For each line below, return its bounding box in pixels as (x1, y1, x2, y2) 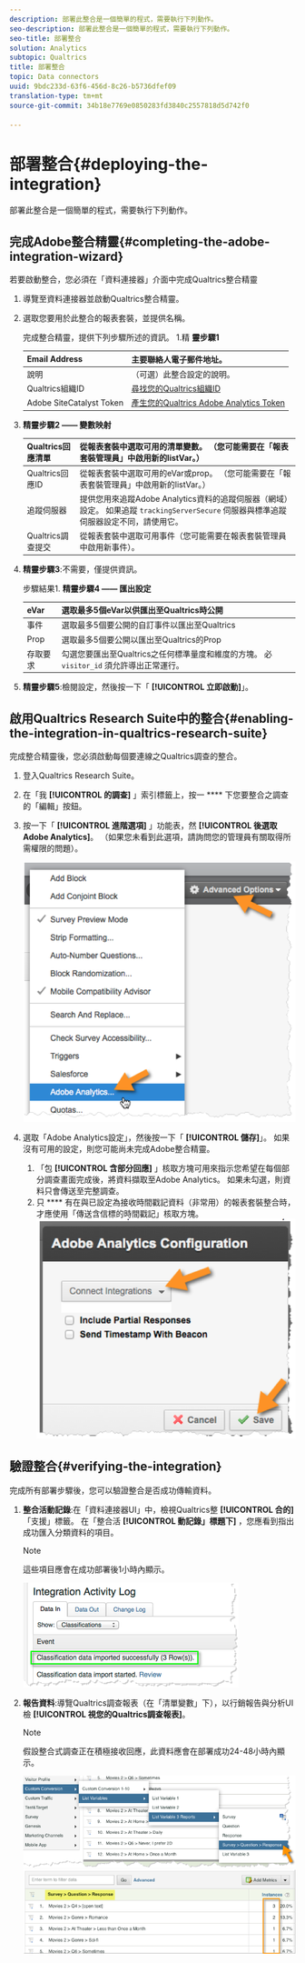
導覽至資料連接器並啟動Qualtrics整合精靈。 (22, 294, 184, 305)
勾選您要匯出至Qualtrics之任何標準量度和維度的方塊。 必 (61, 648, 272, 659)
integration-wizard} (9, 248, 124, 264)
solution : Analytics (9, 44, 88, 53)
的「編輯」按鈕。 (22, 801, 87, 812)
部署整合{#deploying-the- (9, 154, 209, 175)
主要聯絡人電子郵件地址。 (131, 354, 227, 365)
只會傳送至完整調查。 (44, 1186, 124, 1197)
